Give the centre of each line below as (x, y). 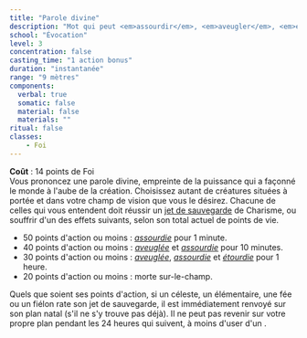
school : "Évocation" (49, 35)
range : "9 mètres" (44, 78)
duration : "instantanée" (57, 69)
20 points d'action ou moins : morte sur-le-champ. (117, 276)
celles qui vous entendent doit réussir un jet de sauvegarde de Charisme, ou (153, 210)
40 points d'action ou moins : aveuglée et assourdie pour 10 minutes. (153, 247)
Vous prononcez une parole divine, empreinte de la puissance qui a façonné (153, 181)
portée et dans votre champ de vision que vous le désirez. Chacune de (143, 200)
